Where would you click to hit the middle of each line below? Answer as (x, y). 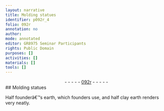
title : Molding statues (31, 15)
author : (14, 34)
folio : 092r (18, 24)
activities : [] (22, 58)
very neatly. (18, 103)
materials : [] (21, 63)
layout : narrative (25, 10)
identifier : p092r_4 (28, 20)
